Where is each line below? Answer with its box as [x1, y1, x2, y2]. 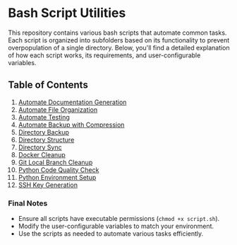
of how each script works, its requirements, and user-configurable [8, 51, 201, 59]
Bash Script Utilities [8, 5, 126, 21]
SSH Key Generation [18, 181, 78, 189]
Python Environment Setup [18, 173, 97, 181]
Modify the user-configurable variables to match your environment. [18, 222, 214, 231]
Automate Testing [18, 113, 70, 121]
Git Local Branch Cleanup [18, 158, 93, 166]
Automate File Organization [18, 105, 98, 114]
